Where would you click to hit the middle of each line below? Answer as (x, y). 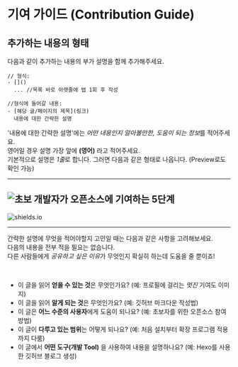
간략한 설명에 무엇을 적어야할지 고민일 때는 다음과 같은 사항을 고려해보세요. (110, 238)
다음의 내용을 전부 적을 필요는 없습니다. (61, 247)
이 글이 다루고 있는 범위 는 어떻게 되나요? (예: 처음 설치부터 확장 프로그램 (116, 329)
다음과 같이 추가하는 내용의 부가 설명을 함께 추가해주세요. (86, 61)
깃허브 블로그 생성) (51, 356)
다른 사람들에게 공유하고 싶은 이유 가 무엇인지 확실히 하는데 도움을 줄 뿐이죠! (111, 256)
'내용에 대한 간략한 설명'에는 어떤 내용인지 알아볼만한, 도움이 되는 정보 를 (107, 133)
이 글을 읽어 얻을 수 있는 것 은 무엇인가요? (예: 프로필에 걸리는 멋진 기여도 (117, 285)
